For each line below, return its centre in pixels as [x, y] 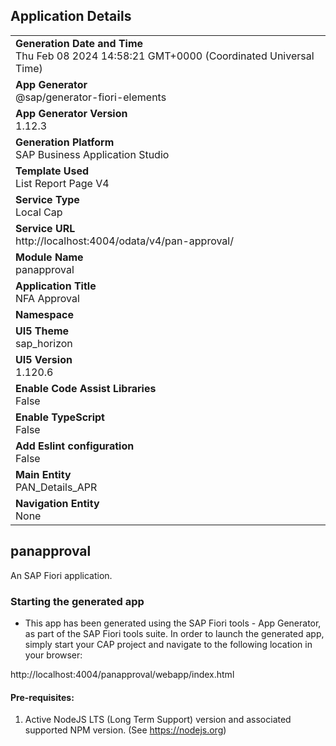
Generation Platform [65, 142]
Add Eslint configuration [75, 446]
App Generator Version [71, 113]
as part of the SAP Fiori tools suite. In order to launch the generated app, [174, 633]
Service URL [45, 228]
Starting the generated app [77, 601]
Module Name [49, 257]
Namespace [45, 314]
